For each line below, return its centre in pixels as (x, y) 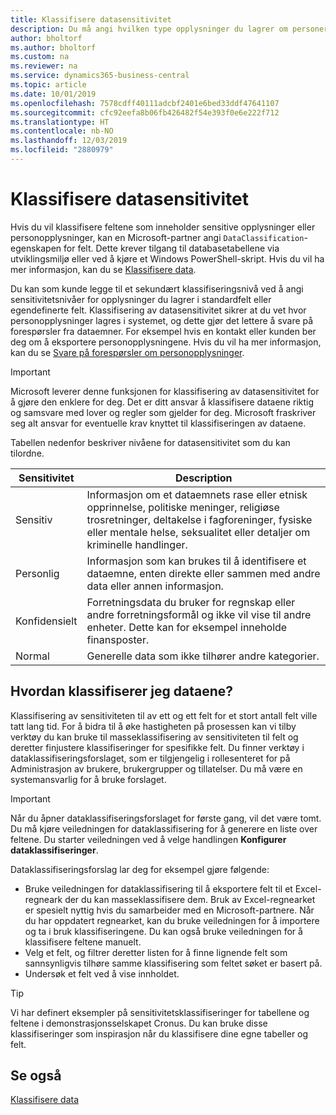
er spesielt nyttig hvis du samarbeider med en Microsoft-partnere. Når (169, 910)
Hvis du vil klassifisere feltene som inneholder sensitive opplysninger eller (163, 227)
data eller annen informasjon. (155, 586)
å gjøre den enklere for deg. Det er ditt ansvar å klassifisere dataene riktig (162, 402)
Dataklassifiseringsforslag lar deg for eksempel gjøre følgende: (140, 869)
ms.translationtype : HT (60, 122)
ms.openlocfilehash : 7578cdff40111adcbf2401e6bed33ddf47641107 (145, 103)
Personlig (37, 573)
